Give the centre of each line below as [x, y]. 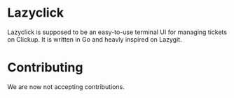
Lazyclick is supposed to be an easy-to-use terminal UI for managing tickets [117, 32]
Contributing [45, 68]
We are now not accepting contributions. [66, 87]
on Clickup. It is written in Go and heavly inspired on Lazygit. [95, 39]
